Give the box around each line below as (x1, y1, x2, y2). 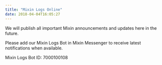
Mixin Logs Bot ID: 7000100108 (5, 54, 68, 60)
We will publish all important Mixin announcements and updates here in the (5, 25, 157, 31)
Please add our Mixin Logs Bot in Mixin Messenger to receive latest (5, 40, 141, 45)
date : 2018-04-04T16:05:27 (5, 12, 60, 17)
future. (5, 30, 19, 36)
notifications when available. (5, 45, 63, 51)
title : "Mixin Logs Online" (5, 7, 63, 12)
